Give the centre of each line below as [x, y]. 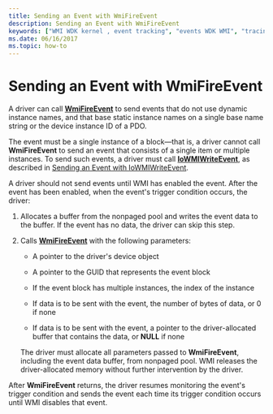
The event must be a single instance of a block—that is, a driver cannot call [134, 142]
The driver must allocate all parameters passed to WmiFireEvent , [130, 352]
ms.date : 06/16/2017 [43, 39]
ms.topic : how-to [38, 46]
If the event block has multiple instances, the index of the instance [143, 288]
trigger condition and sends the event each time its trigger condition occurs [135, 394]
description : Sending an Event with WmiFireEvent [94, 24]
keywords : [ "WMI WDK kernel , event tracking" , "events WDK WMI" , [123, 31]
